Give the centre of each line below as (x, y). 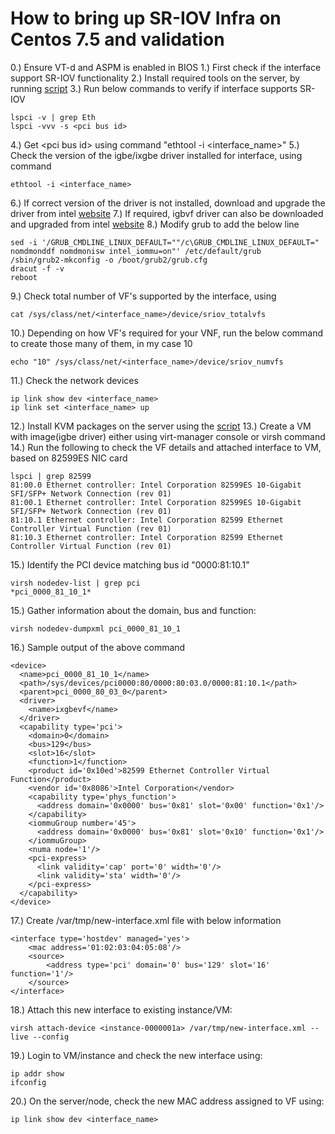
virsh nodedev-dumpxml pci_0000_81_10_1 (96, 628)
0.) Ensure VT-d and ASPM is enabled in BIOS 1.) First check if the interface (166, 67)
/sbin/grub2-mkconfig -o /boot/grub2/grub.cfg (109, 260)
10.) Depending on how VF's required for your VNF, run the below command (167, 333)
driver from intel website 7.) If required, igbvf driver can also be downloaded (167, 213)
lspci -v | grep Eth (53, 117)
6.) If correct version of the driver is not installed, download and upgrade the (168, 203)
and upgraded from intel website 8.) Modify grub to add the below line (155, 224)
